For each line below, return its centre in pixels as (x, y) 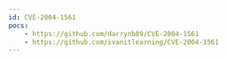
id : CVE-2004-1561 (42, 17)
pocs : (18, 26)
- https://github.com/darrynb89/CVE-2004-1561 (112, 34)
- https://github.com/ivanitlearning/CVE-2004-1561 (122, 42)
